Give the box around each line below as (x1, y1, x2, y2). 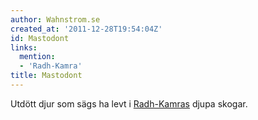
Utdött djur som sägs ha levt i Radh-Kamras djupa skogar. (10, 97, 248, 110)
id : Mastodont (10, 33, 70, 43)
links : (10, 42, 38, 53)
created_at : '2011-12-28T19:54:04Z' (10, 24, 163, 34)
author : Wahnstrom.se (10, 14, 101, 25)
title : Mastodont (10, 71, 83, 81)
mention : (19, 52, 56, 62)
